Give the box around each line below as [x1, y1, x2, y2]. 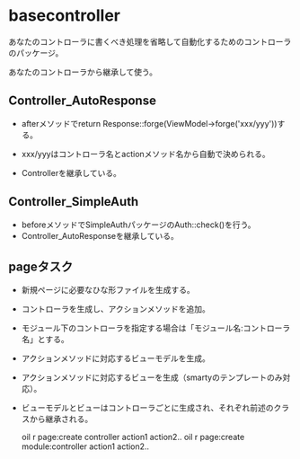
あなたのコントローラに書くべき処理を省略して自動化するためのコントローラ [8, 36, 292, 47]
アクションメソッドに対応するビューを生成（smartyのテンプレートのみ [21, 372, 283, 383]
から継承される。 [29, 414, 93, 425]
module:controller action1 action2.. [21, 441, 150, 452]
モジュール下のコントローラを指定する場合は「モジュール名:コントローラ [21, 322, 291, 333]
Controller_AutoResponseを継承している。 [21, 230, 179, 241]
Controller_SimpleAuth [8, 194, 139, 209]
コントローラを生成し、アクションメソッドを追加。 [21, 304, 210, 314]
